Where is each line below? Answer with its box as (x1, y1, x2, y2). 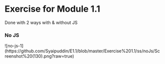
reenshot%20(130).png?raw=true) (4, 53, 75, 59)
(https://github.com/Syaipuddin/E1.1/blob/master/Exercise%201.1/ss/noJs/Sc (4, 48, 160, 54)
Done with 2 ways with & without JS (4, 20, 78, 25)
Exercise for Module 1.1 (4, 3, 101, 15)
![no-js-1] (4, 43, 24, 49)
